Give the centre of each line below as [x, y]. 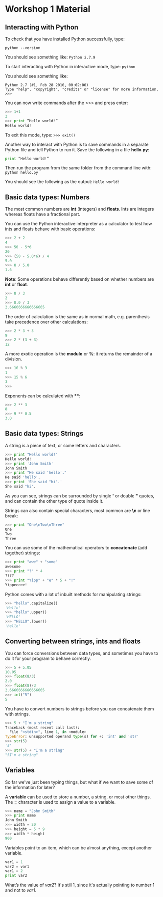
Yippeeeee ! [16, 585]
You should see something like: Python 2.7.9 [50, 57]
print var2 [16, 876]
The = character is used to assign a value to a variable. [60, 802]
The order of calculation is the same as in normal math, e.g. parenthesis [78, 316]
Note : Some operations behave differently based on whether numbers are [80, 279]
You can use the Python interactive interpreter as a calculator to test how [79, 224]
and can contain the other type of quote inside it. [54, 501]
